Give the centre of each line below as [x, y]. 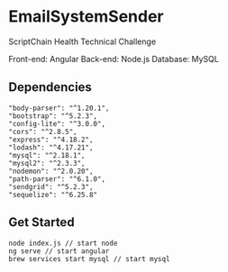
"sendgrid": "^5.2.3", [51, 186]
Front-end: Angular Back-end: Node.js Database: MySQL [114, 59]
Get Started [41, 222]
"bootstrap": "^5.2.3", [53, 116]
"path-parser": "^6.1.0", [57, 179]
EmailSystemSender [86, 17]
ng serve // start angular [59, 251]
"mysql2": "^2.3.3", [47, 163]
